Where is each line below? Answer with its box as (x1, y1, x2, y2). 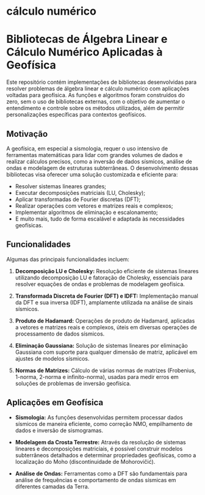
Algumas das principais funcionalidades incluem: (6, 255, 130, 263)
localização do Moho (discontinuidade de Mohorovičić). (15, 458, 156, 465)
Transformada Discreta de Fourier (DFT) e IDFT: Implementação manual (15, 292, 198, 299)
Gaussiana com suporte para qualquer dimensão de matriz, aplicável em (15, 348, 198, 356)
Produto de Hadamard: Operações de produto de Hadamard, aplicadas (15, 317, 195, 324)
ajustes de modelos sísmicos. (15, 354, 90, 362)
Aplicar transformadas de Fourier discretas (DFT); (15, 196, 141, 203)
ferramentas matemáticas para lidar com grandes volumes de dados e (6, 151, 183, 158)
